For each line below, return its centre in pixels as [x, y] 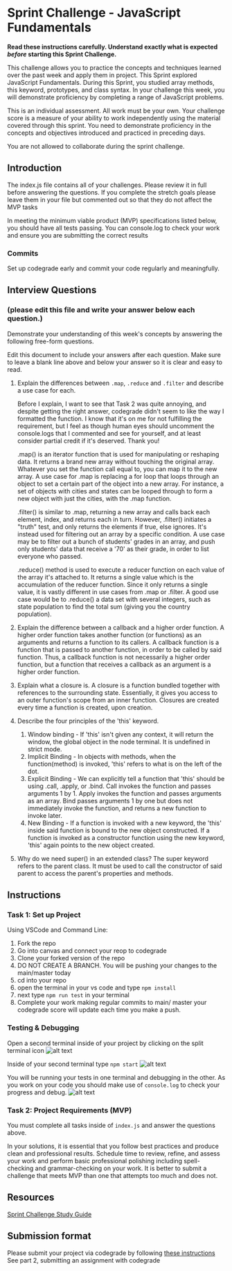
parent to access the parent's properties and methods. [95, 873]
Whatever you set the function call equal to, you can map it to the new [117, 469]
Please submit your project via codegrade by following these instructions [111, 1253]
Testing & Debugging [43, 1028]
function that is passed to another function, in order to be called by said [119, 649]
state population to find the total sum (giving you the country [104, 607]
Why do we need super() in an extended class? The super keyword [113, 858]
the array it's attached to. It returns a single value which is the [105, 577]
